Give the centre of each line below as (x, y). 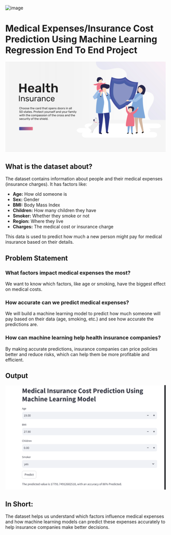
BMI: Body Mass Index (36, 205)
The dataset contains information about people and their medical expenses (84, 179)
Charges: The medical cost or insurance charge (63, 227)
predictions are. (22, 324)
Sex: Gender (26, 200)
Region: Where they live (38, 221)
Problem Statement (37, 258)
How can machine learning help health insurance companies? (83, 338)
